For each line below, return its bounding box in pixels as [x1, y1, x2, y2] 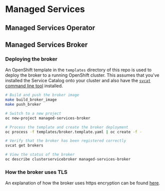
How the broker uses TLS [5, 168, 67, 175]
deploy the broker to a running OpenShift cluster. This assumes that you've [5, 72, 159, 78]
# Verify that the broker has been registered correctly [5, 138, 126, 143]
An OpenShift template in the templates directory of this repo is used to [5, 67, 152, 73]
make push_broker [5, 102, 41, 107]
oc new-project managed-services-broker [5, 115, 91, 121]
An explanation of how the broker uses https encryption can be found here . [5, 180, 160, 186]
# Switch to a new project [5, 111, 61, 116]
